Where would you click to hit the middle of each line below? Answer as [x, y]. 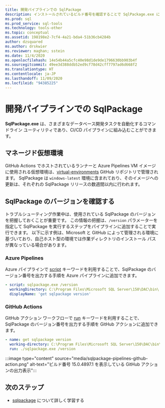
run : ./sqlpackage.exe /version [43, 349]
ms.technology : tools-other [34, 28]
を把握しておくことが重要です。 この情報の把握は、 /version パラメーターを [82, 221]
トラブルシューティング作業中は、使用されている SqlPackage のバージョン [81, 214]
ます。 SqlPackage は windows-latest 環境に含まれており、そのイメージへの [82, 178]
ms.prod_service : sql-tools [34, 23]
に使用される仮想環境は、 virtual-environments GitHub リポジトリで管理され [82, 172]
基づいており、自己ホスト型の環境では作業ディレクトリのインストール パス [81, 239]
